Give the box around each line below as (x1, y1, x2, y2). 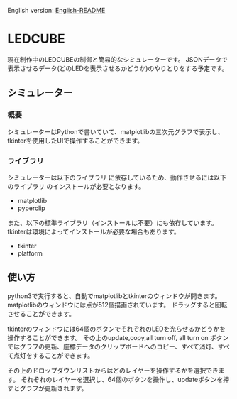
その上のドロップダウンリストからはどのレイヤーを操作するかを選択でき (7, 366, 219, 375)
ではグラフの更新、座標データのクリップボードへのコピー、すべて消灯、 (7, 342, 219, 351)
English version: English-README (7, 6, 106, 14)
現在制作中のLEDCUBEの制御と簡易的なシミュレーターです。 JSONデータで (7, 55, 228, 63)
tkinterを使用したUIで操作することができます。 (7, 136, 144, 145)
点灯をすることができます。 (13, 351, 94, 359)
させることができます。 (7, 309, 76, 318)
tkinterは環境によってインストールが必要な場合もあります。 (7, 227, 181, 236)
